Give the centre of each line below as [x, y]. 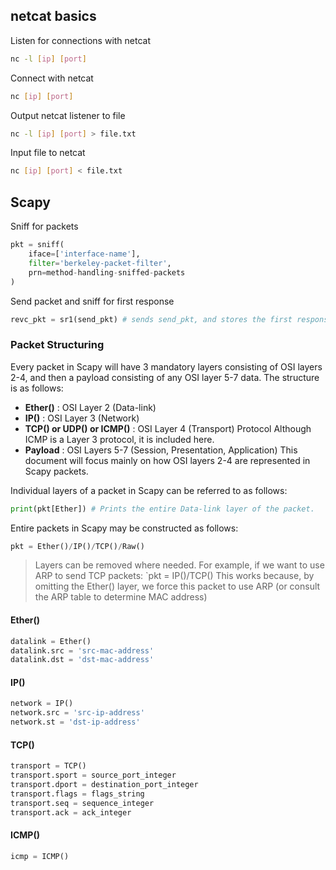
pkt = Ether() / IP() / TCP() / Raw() [77, 546]
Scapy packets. [56, 471]
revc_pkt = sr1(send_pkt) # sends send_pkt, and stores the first [151, 319]
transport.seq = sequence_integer [82, 803]
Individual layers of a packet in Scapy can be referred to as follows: [149, 490]
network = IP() [42, 704]
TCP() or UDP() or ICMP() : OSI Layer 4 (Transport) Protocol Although [168, 428]
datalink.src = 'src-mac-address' [82, 650]
